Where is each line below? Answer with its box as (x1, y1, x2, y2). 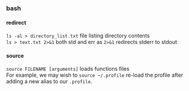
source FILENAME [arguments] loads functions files (6, 65, 130, 73)
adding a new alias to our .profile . (6, 78, 92, 85)
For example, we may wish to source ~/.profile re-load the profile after (6, 71, 184, 79)
